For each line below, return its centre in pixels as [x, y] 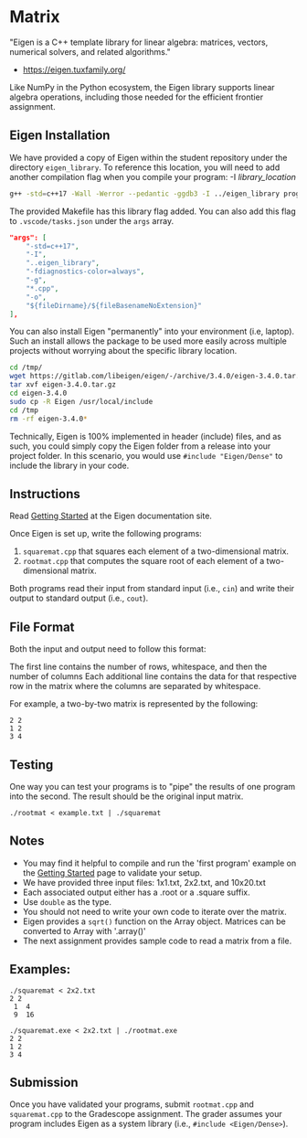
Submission [44, 1082]
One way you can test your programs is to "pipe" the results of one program [153, 786]
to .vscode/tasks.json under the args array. [92, 220]
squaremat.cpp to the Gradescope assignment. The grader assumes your [146, 1114]
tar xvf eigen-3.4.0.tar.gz [63, 385]
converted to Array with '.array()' [84, 931]
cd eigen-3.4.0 [38, 393]
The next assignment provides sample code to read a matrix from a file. [157, 941]
